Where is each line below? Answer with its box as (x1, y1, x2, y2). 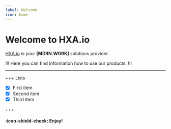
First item (12, 84, 33, 91)
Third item (12, 96, 35, 102)
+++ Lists (5, 75, 25, 81)
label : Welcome (5, 7, 38, 13)
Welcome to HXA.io (5, 34, 90, 46)
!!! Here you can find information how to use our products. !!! (5, 60, 132, 66)
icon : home (5, 12, 28, 17)
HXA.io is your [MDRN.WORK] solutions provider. (5, 51, 109, 57)
